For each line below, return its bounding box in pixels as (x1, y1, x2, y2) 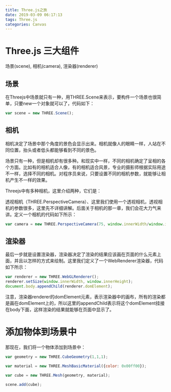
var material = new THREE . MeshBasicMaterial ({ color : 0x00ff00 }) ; (5, 363, 147, 369)
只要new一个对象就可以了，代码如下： (14, 101, 95, 106)
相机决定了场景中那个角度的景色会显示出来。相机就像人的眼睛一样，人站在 (5, 140, 161, 146)
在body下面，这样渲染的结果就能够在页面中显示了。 (5, 307, 115, 312)
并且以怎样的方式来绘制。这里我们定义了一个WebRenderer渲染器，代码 (14, 258, 164, 264)
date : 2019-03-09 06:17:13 (5, 12, 63, 17)
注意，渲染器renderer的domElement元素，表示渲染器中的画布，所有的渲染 (5, 294, 161, 300)
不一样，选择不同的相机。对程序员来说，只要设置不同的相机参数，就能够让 (5, 170, 161, 177)
